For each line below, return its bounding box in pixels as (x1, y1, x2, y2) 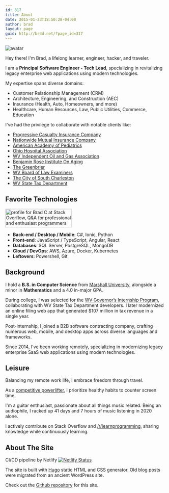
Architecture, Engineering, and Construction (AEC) (12, 95, 119, 101)
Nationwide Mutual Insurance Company (12, 137, 96, 143)
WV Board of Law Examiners (12, 169, 73, 175)
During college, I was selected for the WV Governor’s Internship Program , (5, 297, 159, 303)
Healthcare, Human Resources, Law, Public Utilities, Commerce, (12, 107, 147, 112)
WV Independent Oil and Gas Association (12, 153, 99, 159)
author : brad (5, 21, 33, 27)
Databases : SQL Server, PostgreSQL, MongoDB (12, 242, 114, 248)
